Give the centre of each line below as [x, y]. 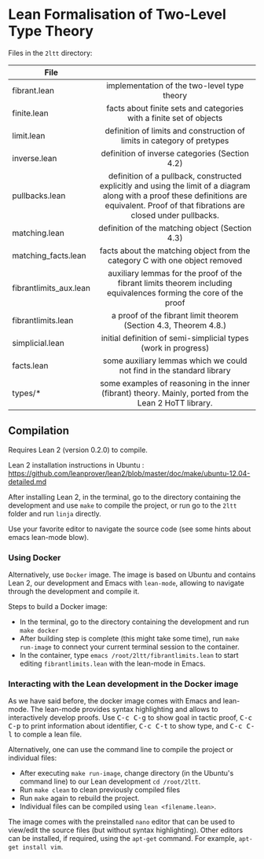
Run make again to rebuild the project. [79, 798]
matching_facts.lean [49, 255]
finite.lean [30, 113]
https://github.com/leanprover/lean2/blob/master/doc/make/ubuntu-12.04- [129, 473]
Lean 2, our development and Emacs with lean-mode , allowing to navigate [126, 583]
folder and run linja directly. [55, 513]
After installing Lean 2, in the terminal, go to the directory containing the [125, 497]
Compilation [38, 431]
